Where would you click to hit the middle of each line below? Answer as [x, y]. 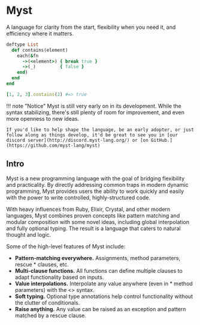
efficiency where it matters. [40, 33]
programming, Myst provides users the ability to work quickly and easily [95, 191]
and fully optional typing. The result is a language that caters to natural [93, 228]
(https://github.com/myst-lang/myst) [53, 145]
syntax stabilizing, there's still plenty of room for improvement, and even [95, 112]
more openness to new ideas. [43, 118]
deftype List [22, 44]
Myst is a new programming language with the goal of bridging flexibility [96, 178]
